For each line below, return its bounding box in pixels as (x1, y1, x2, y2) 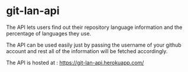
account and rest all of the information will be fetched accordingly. (6, 47, 168, 54)
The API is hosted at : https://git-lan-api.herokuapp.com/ (6, 59, 144, 66)
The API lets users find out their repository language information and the (6, 24, 183, 31)
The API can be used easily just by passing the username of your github (6, 41, 181, 48)
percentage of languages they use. (6, 30, 92, 37)
